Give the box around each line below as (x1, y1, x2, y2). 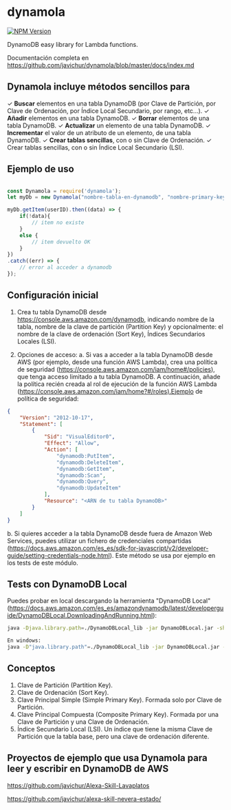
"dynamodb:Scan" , (56, 472, 107, 479)
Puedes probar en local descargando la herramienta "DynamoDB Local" (7, 597, 211, 605)
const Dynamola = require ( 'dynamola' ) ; (7, 188, 122, 194)
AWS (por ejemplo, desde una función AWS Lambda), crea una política (16, 358, 218, 366)
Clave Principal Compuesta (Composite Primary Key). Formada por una (16, 710, 219, 718)
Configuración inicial (7, 290, 98, 301)
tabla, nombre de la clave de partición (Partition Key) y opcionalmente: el (16, 322, 223, 331)
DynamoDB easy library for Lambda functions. (7, 40, 139, 48)
